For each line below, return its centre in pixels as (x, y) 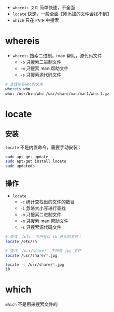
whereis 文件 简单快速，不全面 (44, 7)
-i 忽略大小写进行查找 (43, 208)
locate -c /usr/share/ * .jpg (35, 265)
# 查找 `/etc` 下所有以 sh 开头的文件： (44, 237)
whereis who (18, 89)
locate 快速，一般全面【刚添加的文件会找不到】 (62, 14)
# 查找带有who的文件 (24, 84)
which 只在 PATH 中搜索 (36, 20)
